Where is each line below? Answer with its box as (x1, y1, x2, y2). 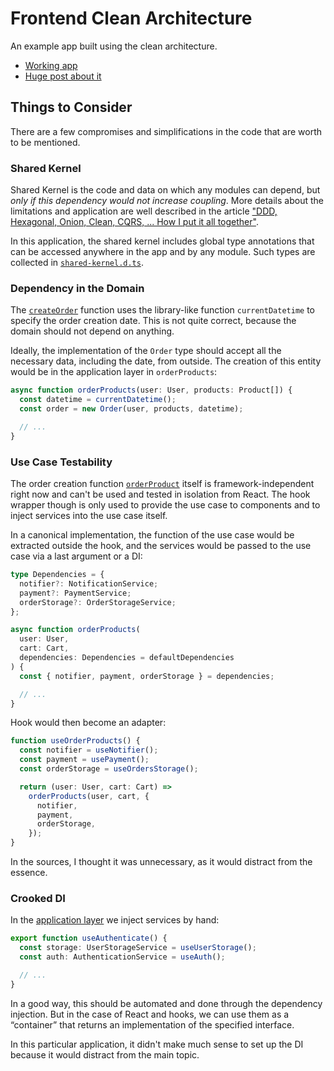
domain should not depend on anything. (10, 325, 175, 337)
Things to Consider (10, 99, 133, 116)
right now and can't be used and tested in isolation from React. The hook (10, 488, 311, 501)
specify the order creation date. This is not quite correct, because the (10, 315, 297, 327)
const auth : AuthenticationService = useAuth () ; (19, 952, 226, 962)
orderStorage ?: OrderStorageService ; (19, 597, 177, 607)
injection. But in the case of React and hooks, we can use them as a (10, 1008, 290, 1020)
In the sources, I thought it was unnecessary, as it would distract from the (10, 856, 313, 868)
